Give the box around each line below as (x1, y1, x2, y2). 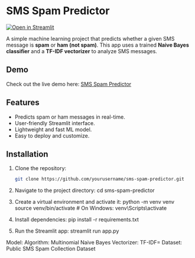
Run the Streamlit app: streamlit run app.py (14, 227, 119, 234)
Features (6, 97, 40, 107)
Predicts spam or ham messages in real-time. (14, 113, 125, 120)
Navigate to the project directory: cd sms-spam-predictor (14, 187, 155, 194)
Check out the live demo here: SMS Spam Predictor (6, 80, 132, 87)
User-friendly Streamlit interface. (14, 119, 96, 126)
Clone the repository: (14, 165, 67, 172)
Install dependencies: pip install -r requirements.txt (14, 216, 139, 223)
